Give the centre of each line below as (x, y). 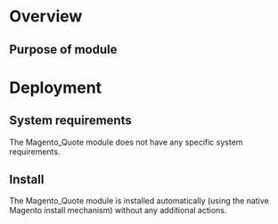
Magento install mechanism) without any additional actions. (118, 211)
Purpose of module (63, 50)
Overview (46, 17)
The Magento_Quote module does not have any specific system (126, 142)
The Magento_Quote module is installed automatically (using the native (139, 201)
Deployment (56, 87)
